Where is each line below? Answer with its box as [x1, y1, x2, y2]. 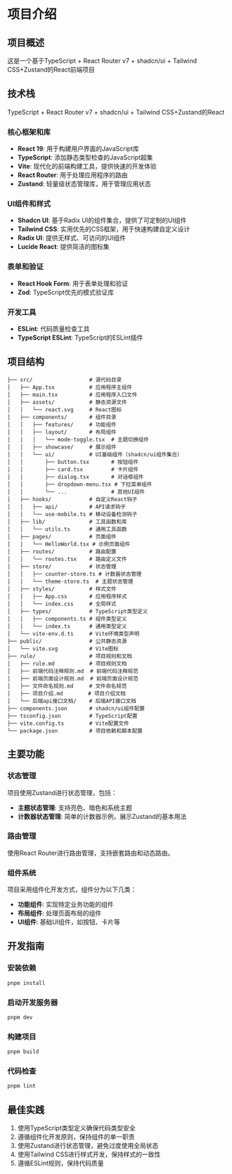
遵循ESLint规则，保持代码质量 [17, 1159, 104, 1167]
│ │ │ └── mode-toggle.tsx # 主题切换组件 [7, 436, 149, 443]
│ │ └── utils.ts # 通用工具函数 [7, 525, 127, 533]
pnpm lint [7, 1083, 37, 1090]
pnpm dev [7, 1014, 33, 1021]
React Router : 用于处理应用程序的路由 [17, 171, 128, 179]
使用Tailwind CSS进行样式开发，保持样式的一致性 [17, 1150, 161, 1159]
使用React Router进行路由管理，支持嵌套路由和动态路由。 [7, 849, 174, 857]
